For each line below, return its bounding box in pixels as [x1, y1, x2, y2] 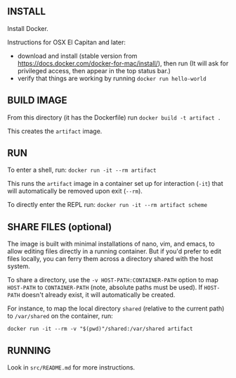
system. [7, 262, 30, 270]
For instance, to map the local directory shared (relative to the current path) [7, 304, 225, 313]
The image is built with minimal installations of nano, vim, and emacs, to [7, 239, 216, 248]
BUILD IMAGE [7, 94, 67, 106]
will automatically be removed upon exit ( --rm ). [7, 187, 143, 196]
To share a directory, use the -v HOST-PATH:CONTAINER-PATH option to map [7, 276, 219, 284]
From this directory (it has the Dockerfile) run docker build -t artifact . [7, 113, 221, 122]
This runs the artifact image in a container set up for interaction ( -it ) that [7, 179, 223, 188]
